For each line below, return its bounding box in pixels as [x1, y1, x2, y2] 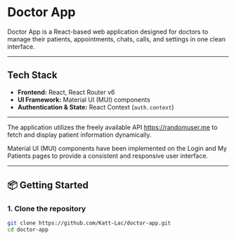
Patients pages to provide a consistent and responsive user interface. [7, 152, 209, 160]
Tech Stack [7, 69, 58, 81]
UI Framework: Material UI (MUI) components [17, 95, 151, 104]
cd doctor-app [7, 226, 49, 234]
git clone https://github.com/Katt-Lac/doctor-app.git [7, 220, 171, 227]
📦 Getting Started [7, 180, 89, 192]
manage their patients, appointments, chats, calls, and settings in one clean [7, 34, 226, 43]
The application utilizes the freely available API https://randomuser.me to [7, 123, 218, 131]
